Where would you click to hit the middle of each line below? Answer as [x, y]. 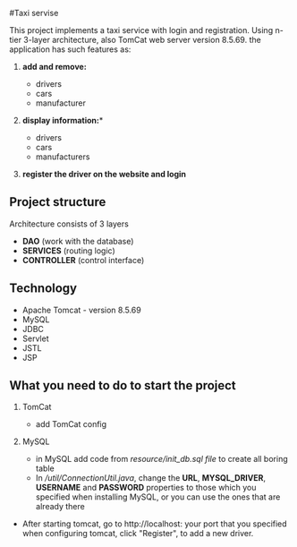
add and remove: [54, 67]
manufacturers [63, 157]
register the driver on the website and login [104, 174]
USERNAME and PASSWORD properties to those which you [146, 488]
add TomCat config [71, 424]
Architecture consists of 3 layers [69, 224]
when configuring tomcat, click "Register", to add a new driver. [138, 534]
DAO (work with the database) [78, 241]
